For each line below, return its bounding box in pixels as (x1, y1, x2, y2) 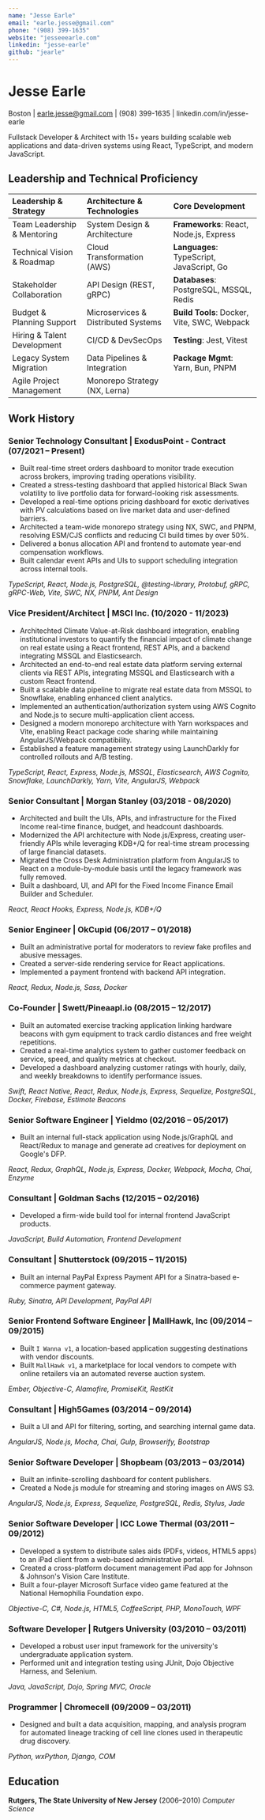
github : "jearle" (8, 48, 65, 56)
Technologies (86, 205, 140, 216)
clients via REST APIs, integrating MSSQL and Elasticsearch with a (19, 668, 235, 677)
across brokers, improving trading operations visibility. (19, 472, 197, 481)
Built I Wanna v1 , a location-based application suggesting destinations (19, 1343, 248, 1353)
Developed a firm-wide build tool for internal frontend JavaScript (19, 1211, 230, 1220)
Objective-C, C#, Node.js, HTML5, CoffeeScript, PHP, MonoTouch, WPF (8, 1603, 241, 1613)
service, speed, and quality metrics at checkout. (19, 1054, 177, 1064)
